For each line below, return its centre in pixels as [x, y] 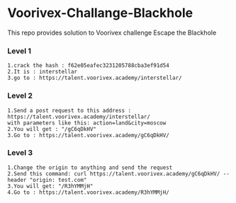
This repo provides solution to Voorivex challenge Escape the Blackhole [112, 33]
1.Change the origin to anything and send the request [90, 168]
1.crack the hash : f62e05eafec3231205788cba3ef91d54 [89, 66]
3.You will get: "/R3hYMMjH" [50, 186]
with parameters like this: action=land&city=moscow [87, 123]
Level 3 [20, 153]
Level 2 [20, 95]
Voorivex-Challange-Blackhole [100, 13]
